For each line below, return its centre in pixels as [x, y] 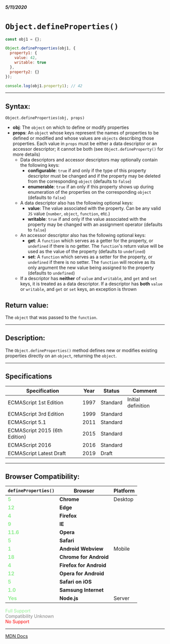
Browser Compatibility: [42, 477]
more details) [26, 154]
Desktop [124, 499]
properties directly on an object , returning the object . [61, 356]
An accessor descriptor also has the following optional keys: [83, 235]
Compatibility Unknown [30, 616]
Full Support [18, 611]
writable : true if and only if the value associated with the [87, 219]
